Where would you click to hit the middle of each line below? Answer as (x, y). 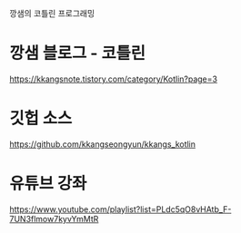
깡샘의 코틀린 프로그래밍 (52, 13)
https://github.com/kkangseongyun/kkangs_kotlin (103, 144)
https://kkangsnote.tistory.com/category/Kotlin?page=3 (114, 79)
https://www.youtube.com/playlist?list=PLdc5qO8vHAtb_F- (120, 209)
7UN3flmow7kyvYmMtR (54, 218)
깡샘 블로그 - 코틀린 (78, 53)
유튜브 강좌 (48, 184)
